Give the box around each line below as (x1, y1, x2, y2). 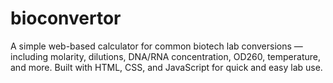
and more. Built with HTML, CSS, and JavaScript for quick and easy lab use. (10, 61, 323, 73)
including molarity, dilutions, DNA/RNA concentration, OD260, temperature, (10, 50, 322, 62)
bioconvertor (10, 7, 122, 30)
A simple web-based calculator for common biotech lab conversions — (10, 40, 303, 52)
